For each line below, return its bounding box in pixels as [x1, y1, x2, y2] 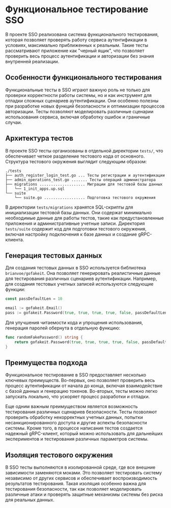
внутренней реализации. [5, 58, 60, 64]
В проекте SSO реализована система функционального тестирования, [5, 31, 159, 37]
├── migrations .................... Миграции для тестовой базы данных [5, 182, 163, 187]
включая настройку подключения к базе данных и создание [5, 231, 137, 237]
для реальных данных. [5, 497, 54, 503]
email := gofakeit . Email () [5, 306, 63, 311]
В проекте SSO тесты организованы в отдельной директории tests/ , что [5, 147, 163, 154]
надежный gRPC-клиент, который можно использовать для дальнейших [5, 430, 163, 437]
